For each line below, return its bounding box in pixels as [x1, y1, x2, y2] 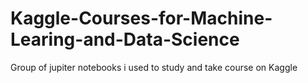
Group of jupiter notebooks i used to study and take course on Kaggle [10, 61, 298, 73]
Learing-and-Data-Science [10, 28, 240, 51]
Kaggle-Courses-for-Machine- [10, 7, 273, 30]
